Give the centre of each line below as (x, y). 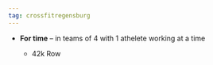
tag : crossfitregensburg (49, 15)
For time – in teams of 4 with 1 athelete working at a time (112, 38)
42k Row (46, 53)
